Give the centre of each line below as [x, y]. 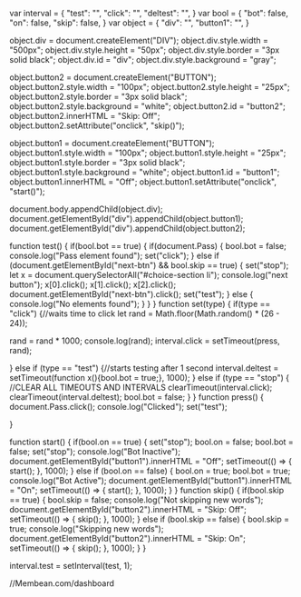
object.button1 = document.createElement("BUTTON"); [112, 143]
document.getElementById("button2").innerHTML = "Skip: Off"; [128, 509]
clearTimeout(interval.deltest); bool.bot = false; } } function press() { [137, 397]
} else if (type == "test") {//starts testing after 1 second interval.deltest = [144, 368]
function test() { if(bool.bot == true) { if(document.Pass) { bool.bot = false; [148, 246]
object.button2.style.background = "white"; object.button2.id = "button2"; [147, 106]
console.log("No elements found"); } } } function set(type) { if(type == [140, 304]
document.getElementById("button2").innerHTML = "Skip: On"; [128, 538]
